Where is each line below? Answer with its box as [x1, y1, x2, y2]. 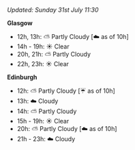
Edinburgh [7, 73, 37, 81]
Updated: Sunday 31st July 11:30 [7, 6, 99, 14]
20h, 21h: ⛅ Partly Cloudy [16, 50, 91, 58]
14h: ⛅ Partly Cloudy [16, 107, 77, 115]
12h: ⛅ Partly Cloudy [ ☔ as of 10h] [16, 87, 116, 95]
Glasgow [7, 19, 33, 27]
